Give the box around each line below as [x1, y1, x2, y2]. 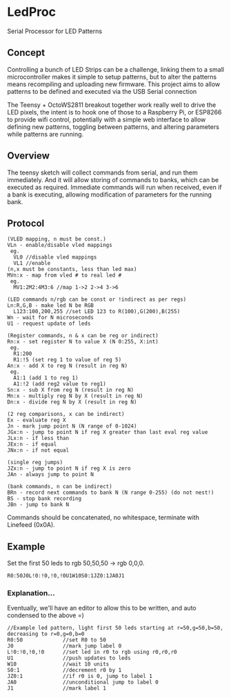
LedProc [7, 4, 57, 20]
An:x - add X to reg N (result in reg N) [7, 363, 128, 370]
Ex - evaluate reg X [7, 417, 67, 424]
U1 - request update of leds [7, 320, 91, 328]
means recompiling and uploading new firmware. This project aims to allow [7, 80, 221, 88]
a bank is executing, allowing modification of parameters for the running [7, 190, 212, 199]
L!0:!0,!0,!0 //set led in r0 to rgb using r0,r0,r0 [7, 649, 177, 656]
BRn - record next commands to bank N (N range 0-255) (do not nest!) [7, 489, 214, 497]
